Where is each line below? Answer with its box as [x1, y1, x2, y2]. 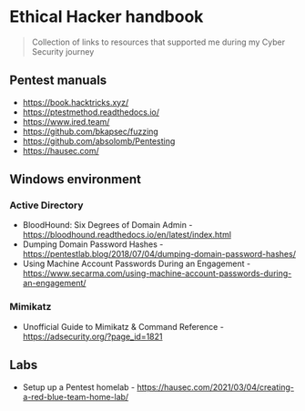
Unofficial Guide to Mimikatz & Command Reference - [22, 321, 225, 332]
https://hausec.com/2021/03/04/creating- [136, 381, 294, 393]
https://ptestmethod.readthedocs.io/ [22, 107, 159, 118]
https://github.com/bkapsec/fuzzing [22, 126, 159, 137]
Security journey [31, 46, 95, 57]
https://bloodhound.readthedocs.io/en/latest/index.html [22, 230, 232, 241]
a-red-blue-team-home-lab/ [22, 391, 129, 402]
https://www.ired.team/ [22, 116, 110, 127]
